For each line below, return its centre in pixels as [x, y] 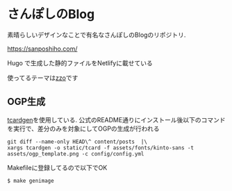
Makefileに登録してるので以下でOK [57, 167]
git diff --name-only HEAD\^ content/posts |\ [77, 142]
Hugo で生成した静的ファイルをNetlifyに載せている [80, 63]
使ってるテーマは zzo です [43, 78]
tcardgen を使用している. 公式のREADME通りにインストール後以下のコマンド [116, 119]
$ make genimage [31, 181]
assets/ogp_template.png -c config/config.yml [76, 153]
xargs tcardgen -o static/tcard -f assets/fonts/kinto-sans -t [101, 148]
